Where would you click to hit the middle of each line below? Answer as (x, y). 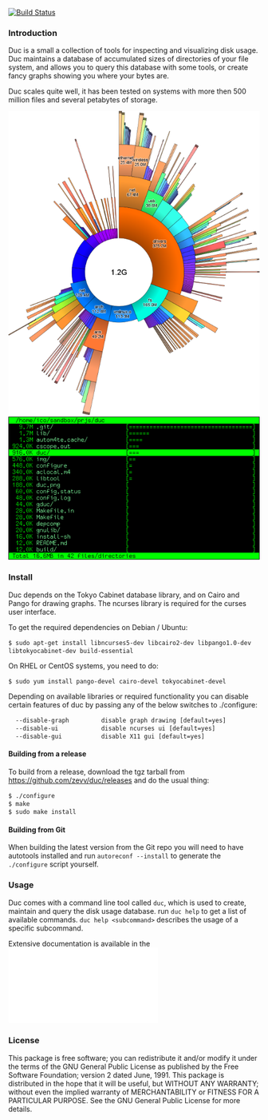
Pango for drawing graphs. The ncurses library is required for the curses (128, 603)
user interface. (32, 612)
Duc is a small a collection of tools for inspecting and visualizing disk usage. (133, 50)
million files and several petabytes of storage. (83, 100)
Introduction (33, 33)
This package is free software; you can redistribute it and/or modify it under (133, 1058)
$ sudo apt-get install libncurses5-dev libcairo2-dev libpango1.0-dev (130, 643)
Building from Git (37, 829)
